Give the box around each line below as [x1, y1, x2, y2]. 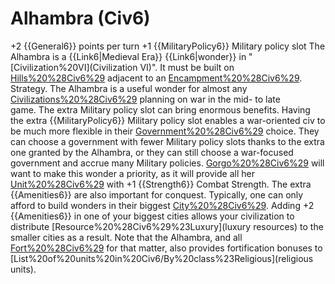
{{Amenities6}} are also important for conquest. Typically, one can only [10, 188, 304, 201]
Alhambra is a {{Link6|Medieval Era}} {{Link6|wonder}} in [10, 50, 247, 62]
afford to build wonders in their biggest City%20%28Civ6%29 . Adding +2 [10, 199, 315, 211]
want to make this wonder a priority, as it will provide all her [10, 167, 255, 179]
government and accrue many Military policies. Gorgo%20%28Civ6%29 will [10, 157, 325, 169]
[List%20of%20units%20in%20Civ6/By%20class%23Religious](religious [10, 252, 314, 264]
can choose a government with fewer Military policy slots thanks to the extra [10, 135, 325, 147]
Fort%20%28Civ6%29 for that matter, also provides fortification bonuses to [10, 242, 323, 254]
